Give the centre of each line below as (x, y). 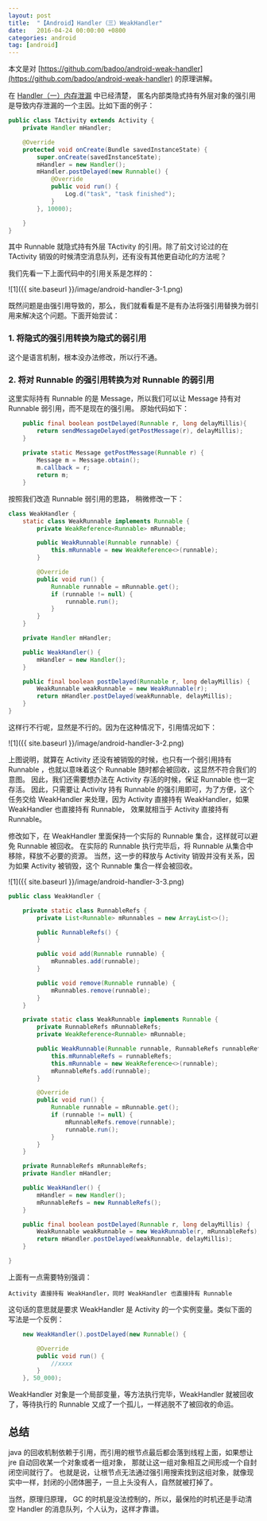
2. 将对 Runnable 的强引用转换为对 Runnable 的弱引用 (111, 380)
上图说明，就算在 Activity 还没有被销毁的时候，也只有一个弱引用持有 (120, 759)
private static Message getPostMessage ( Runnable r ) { (113, 453)
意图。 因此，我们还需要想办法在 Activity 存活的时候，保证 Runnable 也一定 (132, 779)
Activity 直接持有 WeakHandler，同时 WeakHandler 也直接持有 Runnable (120, 1293)
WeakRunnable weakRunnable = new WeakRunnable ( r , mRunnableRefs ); (149, 1232)
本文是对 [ (25, 69)
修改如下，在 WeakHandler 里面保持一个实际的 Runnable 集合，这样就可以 (130, 836)
